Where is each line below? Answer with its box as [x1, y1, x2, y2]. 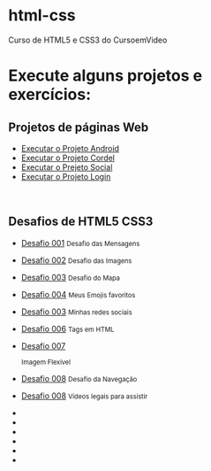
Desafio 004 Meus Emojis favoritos [20, 289, 136, 299]
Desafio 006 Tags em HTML [20, 323, 115, 334]
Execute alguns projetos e [8, 66, 203, 86]
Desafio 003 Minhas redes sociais [20, 306, 133, 317]
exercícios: [8, 85, 92, 104]
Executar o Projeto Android [20, 143, 120, 153]
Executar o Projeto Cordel [20, 152, 116, 163]
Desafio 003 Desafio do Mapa [20, 272, 121, 282]
